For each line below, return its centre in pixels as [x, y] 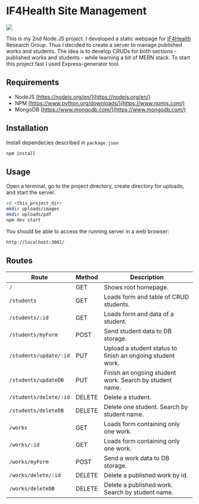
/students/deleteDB [36, 411]
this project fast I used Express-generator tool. [63, 64]
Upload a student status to [140, 348]
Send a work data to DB [137, 458]
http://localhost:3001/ [36, 242]
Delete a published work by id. [146, 475]
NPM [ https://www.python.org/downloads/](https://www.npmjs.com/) [99, 103]
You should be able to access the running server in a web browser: [88, 231]
